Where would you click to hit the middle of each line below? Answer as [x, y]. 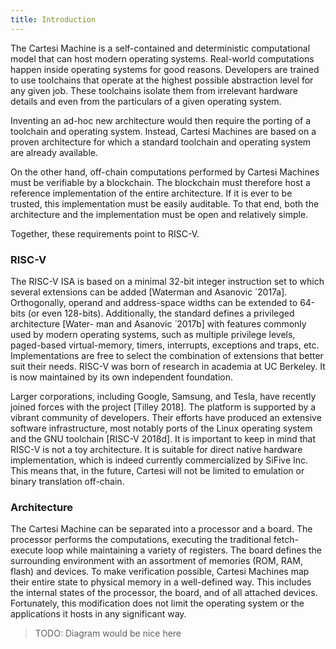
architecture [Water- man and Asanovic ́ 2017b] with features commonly [158, 323]
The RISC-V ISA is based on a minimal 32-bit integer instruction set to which [167, 281]
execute [27, 550]
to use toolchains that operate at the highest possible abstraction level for [162, 80]
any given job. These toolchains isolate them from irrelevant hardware [154, 90]
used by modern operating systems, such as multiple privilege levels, [153, 334]
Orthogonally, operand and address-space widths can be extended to [154, 302]
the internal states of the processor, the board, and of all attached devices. [164, 593]
